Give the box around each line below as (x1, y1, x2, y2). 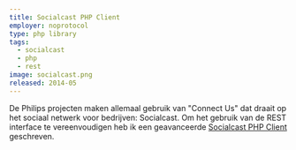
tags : (9, 37, 29, 47)
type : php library (9, 29, 77, 38)
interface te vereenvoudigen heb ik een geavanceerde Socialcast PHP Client (9, 121, 287, 132)
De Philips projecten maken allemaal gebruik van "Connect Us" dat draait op (9, 102, 287, 113)
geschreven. (9, 131, 55, 141)
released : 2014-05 (9, 79, 77, 87)
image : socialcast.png (9, 71, 93, 79)
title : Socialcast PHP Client (9, 12, 121, 22)
